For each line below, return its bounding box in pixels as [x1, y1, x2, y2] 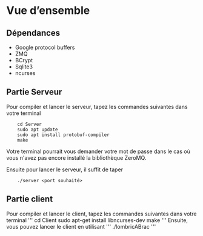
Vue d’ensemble [6, 4, 90, 18]
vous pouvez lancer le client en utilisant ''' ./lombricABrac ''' [6, 223, 156, 230]
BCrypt [15, 57, 33, 64]
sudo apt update [17, 126, 59, 133]
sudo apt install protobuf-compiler [17, 131, 110, 138]
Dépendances [6, 28, 61, 38]
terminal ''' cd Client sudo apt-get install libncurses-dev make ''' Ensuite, [6, 216, 188, 224]
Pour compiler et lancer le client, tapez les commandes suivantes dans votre [6, 210, 197, 217]
